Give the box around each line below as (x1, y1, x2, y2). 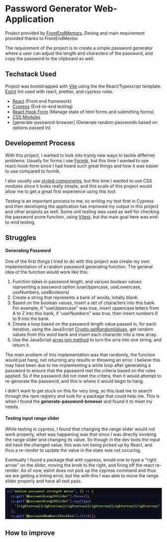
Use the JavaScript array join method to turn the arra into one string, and (12, 337, 162, 343)
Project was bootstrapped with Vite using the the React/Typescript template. (5, 83, 162, 89)
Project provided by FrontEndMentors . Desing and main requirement (5, 30, 145, 36)
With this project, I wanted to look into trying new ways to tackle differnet (5, 152, 155, 158)
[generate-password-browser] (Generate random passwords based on (12, 119, 158, 125)
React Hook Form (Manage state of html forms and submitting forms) (12, 108, 154, 114)
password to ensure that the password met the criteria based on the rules (5, 368, 156, 374)
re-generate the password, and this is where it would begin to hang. (5, 378, 144, 384)
